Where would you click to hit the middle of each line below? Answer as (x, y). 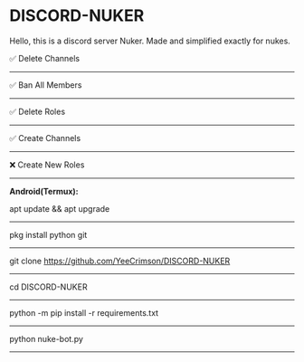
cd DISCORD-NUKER (48, 287)
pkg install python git (48, 234)
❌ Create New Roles (47, 165)
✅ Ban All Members (46, 85)
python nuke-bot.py (47, 338)
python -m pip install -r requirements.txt (84, 312)
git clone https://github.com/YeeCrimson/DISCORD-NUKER (120, 261)
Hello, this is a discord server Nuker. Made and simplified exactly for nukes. (150, 41)
